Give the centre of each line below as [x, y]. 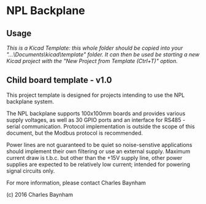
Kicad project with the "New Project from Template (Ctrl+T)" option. [92, 61]
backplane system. [30, 101]
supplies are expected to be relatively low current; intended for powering [98, 164]
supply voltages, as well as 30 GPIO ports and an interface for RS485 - [96, 119]
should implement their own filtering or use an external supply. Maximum [98, 151]
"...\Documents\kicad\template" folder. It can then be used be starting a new [103, 55]
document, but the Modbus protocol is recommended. [74, 133]
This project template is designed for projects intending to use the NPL [96, 95]
